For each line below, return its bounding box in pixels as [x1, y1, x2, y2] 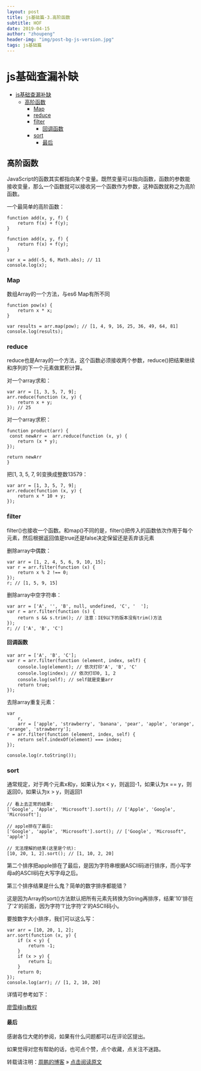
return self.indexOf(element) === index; [17, 736, 122, 742]
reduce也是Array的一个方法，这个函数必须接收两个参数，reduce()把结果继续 [7, 357, 195, 364]
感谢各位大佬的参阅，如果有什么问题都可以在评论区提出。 [7, 1033, 148, 1040]
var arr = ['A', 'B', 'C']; [7, 652, 77, 658]
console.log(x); [7, 262, 47, 268]
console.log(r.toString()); [7, 752, 77, 759]
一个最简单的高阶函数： [7, 203, 65, 210]
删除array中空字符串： [7, 591, 62, 598]
